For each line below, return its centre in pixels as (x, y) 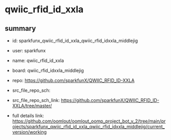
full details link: (28, 116)
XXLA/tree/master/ (32, 106)
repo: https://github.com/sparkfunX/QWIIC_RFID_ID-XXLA (73, 80)
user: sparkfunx (29, 51)
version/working (29, 132)
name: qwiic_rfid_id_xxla (38, 61)
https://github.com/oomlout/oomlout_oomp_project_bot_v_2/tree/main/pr (89, 121)
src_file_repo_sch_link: (36, 100)
